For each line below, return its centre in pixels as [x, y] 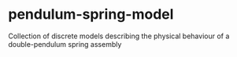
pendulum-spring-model [91, 14]
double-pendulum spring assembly [65, 44]
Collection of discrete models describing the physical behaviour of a [119, 36]
